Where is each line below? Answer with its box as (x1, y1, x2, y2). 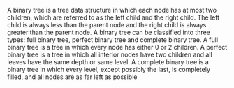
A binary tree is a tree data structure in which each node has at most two (7, 6, 217, 14)
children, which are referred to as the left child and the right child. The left (7, 13, 220, 22)
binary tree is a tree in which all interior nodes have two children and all (7, 50, 212, 59)
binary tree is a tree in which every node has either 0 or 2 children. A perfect (7, 43, 228, 51)
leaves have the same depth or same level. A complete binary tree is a (7, 58, 210, 66)
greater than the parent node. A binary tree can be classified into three (7, 28, 211, 36)
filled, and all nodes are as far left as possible (7, 73, 138, 81)
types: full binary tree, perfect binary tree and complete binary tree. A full (7, 36, 219, 44)
